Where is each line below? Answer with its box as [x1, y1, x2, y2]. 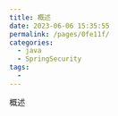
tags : [9, 63, 29, 72]
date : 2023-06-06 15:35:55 [9, 21, 110, 30]
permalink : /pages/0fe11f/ [9, 29, 110, 38]
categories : [9, 37, 54, 47]
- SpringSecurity [17, 54, 82, 63]
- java [17, 46, 42, 55]
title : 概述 [9, 12, 51, 22]
